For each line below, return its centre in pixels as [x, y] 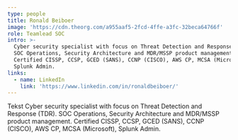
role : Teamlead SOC [36, 34]
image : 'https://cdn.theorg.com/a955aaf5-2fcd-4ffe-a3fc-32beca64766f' [115, 27]
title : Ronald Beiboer [41, 21]
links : [17, 73]
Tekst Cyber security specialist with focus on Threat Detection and [105, 106]
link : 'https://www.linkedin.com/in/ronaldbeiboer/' [100, 86]
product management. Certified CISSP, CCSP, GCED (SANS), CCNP [106, 122]
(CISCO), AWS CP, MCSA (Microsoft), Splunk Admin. [84, 129]
